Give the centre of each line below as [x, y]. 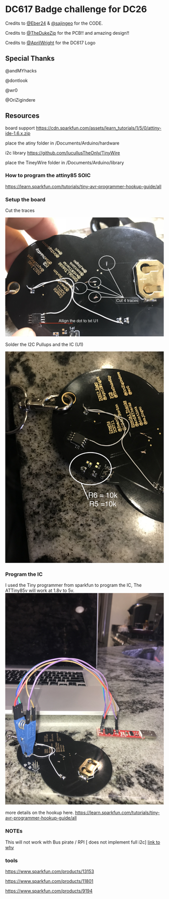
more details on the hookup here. [39, 813]
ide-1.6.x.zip [18, 133]
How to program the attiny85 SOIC [48, 176]
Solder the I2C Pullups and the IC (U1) [45, 345]
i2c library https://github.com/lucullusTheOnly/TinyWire [63, 153]
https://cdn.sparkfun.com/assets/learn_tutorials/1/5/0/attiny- [99, 128]
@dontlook [17, 80]
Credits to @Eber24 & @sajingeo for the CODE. [54, 23]
